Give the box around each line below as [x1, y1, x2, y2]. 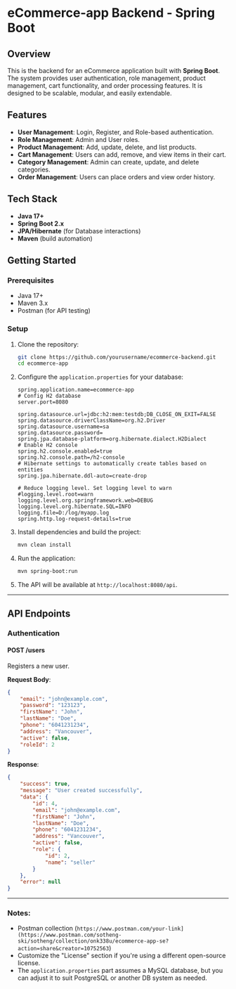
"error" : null [20, 879, 61, 886]
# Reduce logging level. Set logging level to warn [17, 485, 172, 492]
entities [17, 466, 44, 474]
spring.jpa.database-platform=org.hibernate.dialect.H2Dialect [17, 436, 207, 443]
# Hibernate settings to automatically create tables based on [17, 460, 207, 467]
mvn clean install [17, 541, 72, 549]
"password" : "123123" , [20, 702, 86, 709]
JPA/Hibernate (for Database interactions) [17, 226, 141, 235]
